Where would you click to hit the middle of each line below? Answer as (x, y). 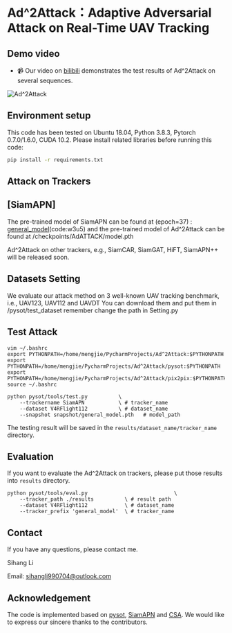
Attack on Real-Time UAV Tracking (108, 28)
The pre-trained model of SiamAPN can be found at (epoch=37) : (100, 222)
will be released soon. (38, 257)
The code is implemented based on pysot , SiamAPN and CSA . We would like (116, 614)
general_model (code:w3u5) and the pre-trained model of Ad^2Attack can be (116, 229)
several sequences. (45, 80)
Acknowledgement (49, 598)
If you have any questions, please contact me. (72, 549)
